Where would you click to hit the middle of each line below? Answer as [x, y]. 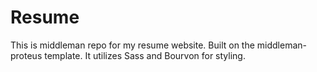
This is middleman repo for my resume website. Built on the [132, 45]
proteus [26, 55]
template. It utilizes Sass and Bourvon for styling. [145, 55]
